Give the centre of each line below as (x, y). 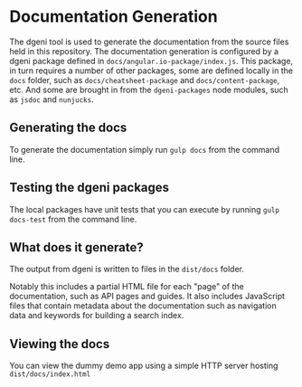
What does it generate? (76, 247)
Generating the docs (68, 128)
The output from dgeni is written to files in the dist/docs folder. (127, 269)
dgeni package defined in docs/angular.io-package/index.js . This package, (151, 61)
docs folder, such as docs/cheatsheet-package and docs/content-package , (145, 80)
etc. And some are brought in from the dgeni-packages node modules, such (149, 90)
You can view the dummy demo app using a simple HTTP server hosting (144, 366)
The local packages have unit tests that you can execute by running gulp (145, 209)
